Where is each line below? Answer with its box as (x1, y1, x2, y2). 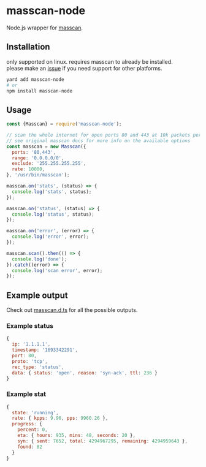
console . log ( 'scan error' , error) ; (12, 267, 103, 273)
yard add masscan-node (6, 76, 64, 83)
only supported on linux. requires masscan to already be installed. (6, 58, 173, 65)
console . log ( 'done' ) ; (12, 256, 67, 262)
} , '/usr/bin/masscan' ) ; (6, 172, 70, 178)
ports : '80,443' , (12, 149, 56, 155)
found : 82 (17, 444, 43, 450)
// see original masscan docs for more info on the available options (6, 137, 191, 144)
